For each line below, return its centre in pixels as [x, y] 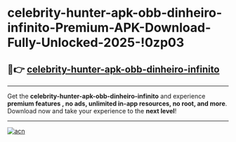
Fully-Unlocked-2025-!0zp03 [96, 43]
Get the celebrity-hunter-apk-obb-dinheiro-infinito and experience [106, 96]
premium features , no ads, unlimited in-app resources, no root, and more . [117, 104]
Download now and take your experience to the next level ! [92, 111]
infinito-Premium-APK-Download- [109, 28]
